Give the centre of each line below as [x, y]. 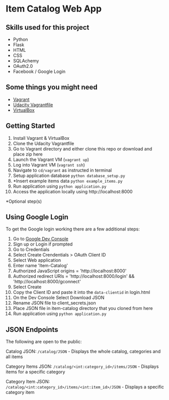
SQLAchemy [26, 61]
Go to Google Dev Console [40, 239]
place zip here [28, 154]
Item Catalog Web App [54, 9]
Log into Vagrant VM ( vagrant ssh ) [49, 165]
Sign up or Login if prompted [43, 244]
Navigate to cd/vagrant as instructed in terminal [62, 170]
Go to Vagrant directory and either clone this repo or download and [82, 148]
